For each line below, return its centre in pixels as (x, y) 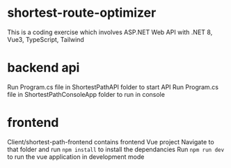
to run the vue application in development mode (76, 156)
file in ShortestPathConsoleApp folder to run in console (86, 94)
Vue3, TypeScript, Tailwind (46, 39)
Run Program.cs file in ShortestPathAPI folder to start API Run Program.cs (113, 87)
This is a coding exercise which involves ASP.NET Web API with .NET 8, (110, 32)
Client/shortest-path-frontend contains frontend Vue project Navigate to (111, 142)
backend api (43, 68)
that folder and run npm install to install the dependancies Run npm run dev (116, 149)
